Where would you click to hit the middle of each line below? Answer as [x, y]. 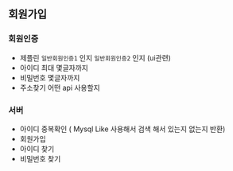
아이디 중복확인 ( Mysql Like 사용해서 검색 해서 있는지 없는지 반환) [122, 129]
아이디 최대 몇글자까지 [54, 68]
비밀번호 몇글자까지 [50, 77]
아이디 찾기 [37, 149]
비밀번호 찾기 [40, 158]
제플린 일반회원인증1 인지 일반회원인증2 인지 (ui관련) [95, 57]
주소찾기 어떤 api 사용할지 [60, 87]
